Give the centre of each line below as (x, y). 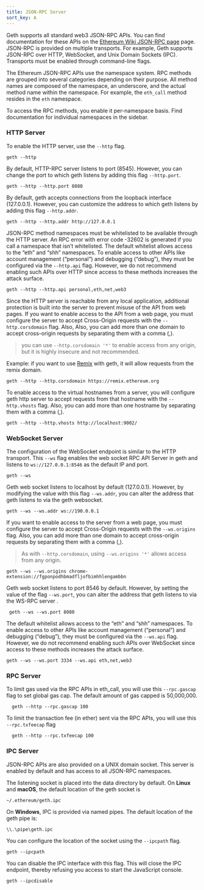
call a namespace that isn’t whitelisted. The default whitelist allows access (100, 246)
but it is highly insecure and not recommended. (80, 351)
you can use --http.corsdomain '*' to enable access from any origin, (109, 345)
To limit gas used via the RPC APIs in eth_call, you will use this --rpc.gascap (101, 689)
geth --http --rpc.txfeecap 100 (53, 736)
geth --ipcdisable (30, 881)
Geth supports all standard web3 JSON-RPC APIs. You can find (86, 35)
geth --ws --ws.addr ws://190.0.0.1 (53, 511)
